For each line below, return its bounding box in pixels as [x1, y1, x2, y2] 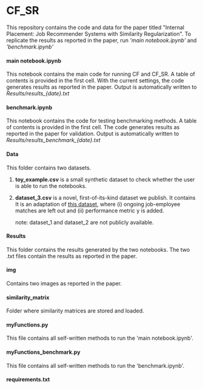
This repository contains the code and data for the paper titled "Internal [6, 24, 185, 31]
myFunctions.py [6, 321, 48, 328]
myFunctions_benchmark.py [6, 348, 81, 356]
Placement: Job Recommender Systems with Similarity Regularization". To [6, 30, 191, 37]
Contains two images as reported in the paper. [6, 280, 122, 287]
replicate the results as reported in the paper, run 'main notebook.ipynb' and [6, 36, 197, 44]
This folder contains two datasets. [6, 164, 92, 171]
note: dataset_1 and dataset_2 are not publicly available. [15, 218, 154, 226]
